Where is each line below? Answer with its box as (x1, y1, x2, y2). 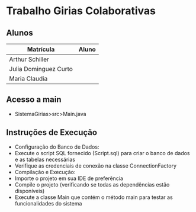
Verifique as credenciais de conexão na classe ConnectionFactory (14, 162, 176, 169)
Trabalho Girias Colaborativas (6, 4, 156, 18)
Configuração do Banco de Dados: (14, 143, 99, 150)
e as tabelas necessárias (14, 156, 76, 163)
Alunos (6, 28, 34, 38)
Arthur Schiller (9, 55, 49, 63)
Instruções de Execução (6, 127, 98, 137)
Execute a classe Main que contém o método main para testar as (14, 194, 173, 201)
